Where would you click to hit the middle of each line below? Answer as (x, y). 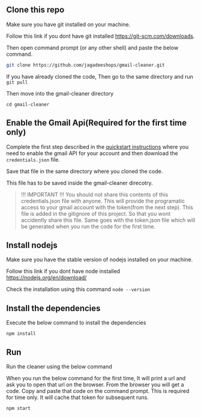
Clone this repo (35, 10)
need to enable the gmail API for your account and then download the (92, 153)
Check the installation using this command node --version (78, 289)
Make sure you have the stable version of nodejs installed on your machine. (100, 260)
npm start (19, 408)
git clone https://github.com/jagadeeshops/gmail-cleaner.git (85, 65)
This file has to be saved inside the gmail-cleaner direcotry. (79, 183)
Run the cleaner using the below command (59, 367)
